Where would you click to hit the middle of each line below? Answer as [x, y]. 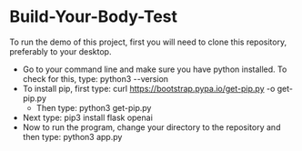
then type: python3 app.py [72, 136]
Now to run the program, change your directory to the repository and [151, 127]
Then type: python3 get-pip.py [94, 107]
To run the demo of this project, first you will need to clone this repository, [148, 42]
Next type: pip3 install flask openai [87, 117]
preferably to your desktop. [60, 51]
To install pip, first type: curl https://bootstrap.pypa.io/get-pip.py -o [149, 88]
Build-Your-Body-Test [94, 17]
